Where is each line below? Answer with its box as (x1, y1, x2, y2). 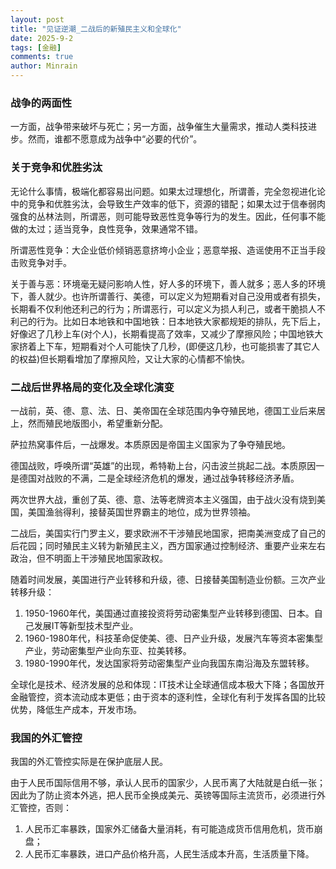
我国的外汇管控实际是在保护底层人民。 (10, 756, 168, 768)
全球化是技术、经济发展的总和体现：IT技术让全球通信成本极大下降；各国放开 (10, 678, 325, 690)
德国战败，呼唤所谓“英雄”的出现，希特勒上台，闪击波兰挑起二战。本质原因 (10, 459, 317, 471)
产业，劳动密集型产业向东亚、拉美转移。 (24, 644, 192, 656)
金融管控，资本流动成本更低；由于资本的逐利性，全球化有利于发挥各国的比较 (10, 691, 326, 703)
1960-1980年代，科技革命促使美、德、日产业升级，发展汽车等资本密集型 (24, 632, 323, 644)
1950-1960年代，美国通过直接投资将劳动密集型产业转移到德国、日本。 (24, 607, 315, 619)
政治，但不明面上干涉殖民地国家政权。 (10, 552, 168, 564)
